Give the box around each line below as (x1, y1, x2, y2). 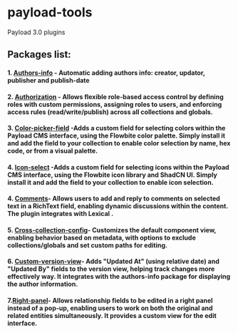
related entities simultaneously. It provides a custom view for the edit (7, 312, 217, 320)
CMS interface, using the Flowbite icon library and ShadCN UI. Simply (7, 170, 217, 179)
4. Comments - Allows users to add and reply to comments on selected (7, 194, 221, 203)
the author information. (7, 280, 78, 289)
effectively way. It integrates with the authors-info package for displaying (7, 272, 231, 281)
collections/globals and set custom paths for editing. (7, 240, 167, 250)
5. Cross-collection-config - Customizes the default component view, (7, 225, 217, 234)
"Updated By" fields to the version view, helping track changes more (7, 265, 215, 273)
